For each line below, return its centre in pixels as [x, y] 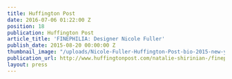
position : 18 [26, 26]
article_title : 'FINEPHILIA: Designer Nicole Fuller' [86, 39]
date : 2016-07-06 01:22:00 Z [49, 20]
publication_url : [32, 58]
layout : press [28, 65]
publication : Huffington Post [51, 33]
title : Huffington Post [41, 13]
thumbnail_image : [32, 52]
